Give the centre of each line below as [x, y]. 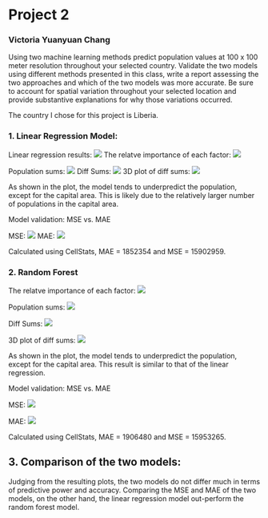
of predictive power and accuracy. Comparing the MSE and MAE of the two [132, 490]
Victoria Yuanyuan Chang [59, 40]
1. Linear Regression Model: [63, 136]
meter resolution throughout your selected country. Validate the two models [133, 66]
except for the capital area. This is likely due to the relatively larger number [132, 195]
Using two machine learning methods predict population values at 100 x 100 [133, 57]
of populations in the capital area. [63, 204]
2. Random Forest [43, 272]
